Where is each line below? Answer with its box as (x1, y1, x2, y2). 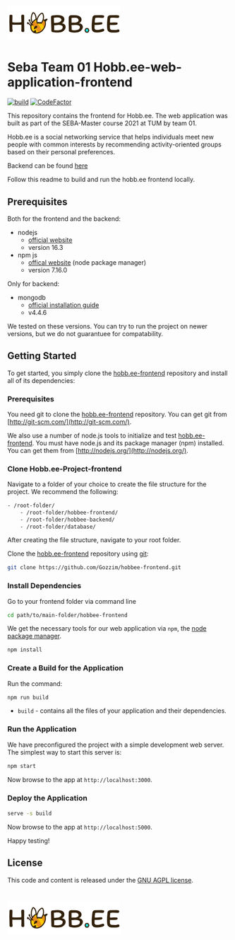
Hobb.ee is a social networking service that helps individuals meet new (7, 133, 214, 142)
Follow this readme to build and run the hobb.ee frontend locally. (7, 176, 195, 184)
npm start (7, 762, 37, 769)
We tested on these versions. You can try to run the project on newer (7, 321, 208, 331)
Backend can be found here (7, 161, 88, 170)
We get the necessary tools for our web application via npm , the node (7, 624, 207, 633)
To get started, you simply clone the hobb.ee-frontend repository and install (7, 369, 228, 377)
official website (28, 236, 73, 244)
